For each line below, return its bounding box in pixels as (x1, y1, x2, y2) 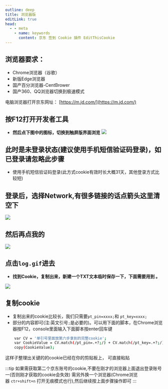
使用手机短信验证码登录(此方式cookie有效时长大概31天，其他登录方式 (12, 169, 155, 175)
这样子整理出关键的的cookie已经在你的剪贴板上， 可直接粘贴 (5, 355, 130, 361)
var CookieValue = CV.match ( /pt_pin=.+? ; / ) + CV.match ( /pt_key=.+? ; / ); (14, 340, 166, 345)
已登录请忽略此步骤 (5, 155, 64, 163)
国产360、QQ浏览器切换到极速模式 (12, 88, 85, 94)
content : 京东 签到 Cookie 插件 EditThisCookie (18, 36, 115, 41)
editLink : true (5, 17, 37, 22)
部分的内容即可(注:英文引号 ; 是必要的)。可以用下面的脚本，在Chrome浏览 (12, 319, 163, 325)
